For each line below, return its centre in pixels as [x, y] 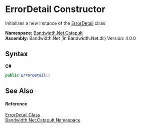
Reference [16, 103]
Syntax [17, 54]
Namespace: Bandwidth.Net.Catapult [44, 33]
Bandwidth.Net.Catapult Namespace [43, 120]
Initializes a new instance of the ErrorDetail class [55, 23]
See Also [19, 91]
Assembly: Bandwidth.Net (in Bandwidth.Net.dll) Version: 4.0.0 [71, 38]
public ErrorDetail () [28, 75]
